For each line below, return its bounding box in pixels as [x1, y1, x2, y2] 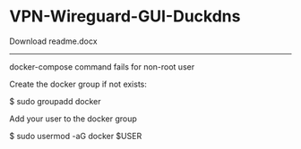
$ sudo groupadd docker [9, 95, 101, 106]
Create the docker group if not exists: [9, 79, 148, 89]
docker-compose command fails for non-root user [9, 61, 195, 72]
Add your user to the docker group [9, 113, 137, 124]
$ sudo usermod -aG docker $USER [9, 130, 142, 141]
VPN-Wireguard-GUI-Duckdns [9, 6, 241, 27]
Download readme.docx [9, 36, 98, 46]
